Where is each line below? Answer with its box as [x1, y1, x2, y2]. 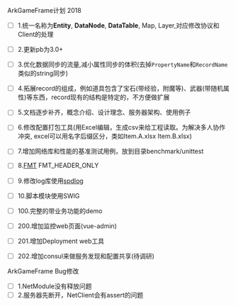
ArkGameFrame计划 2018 [7, 6, 82, 14]
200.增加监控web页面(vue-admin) [17, 222, 117, 230]
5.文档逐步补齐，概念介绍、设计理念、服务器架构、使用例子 [17, 108, 191, 117]
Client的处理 [17, 30, 54, 39]
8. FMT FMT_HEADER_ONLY [17, 161, 99, 170]
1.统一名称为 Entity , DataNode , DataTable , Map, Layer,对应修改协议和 [17, 21, 220, 30]
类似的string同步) [17, 69, 69, 78]
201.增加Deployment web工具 [17, 237, 105, 245]
